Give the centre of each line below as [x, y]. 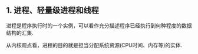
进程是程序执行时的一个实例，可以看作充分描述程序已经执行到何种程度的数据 [99, 26]
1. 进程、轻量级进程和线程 [52, 10]
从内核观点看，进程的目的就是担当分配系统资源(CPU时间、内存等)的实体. [94, 45]
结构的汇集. [20, 33]
